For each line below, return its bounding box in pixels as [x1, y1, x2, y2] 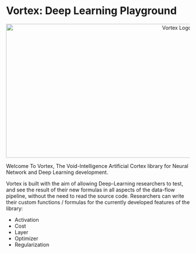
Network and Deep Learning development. [6, 169, 108, 176]
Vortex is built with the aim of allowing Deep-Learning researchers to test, [6, 180, 184, 187]
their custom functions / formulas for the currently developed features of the [6, 198, 190, 205]
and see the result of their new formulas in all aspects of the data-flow [6, 186, 175, 193]
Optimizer [14, 235, 38, 242]
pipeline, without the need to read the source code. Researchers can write [6, 192, 185, 200]
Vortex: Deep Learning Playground [6, 4, 177, 18]
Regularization [14, 241, 50, 248]
